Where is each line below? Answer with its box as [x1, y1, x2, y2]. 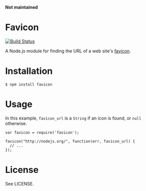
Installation [5, 65, 53, 77]
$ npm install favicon [5, 82, 52, 87]
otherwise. [5, 120, 27, 126]
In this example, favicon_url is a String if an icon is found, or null [5, 115, 141, 121]
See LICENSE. [5, 180, 34, 186]
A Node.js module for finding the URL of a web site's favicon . [5, 47, 131, 54]
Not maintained [5, 4, 38, 10]
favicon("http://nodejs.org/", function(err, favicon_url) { [5, 138, 135, 144]
